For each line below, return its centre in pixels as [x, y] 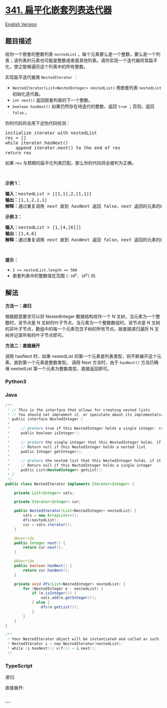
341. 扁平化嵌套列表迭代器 [59, 10]
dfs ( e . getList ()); [60, 607]
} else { [41, 603]
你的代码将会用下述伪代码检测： [38, 123]
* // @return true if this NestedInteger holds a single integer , [82, 429]
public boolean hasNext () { [43, 566]
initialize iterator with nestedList [51, 133]
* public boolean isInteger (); [44, 433]
